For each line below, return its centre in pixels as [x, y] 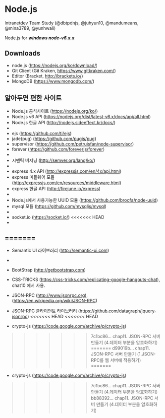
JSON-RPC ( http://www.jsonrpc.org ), [50, 295]
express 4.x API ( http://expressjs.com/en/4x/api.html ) [67, 171]
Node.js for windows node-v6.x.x [40, 38]
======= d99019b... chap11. [120, 348]
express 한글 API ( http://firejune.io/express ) [56, 188]
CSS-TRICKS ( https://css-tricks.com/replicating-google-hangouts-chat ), [86, 279]
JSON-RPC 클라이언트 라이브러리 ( [46, 311]
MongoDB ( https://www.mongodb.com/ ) [53, 81]
